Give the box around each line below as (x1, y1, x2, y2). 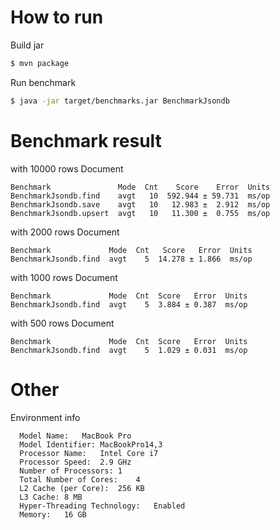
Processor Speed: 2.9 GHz (19, 457, 132, 467)
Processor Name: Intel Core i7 (19, 448, 159, 458)
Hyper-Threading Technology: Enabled (19, 501, 186, 511)
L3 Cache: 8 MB (19, 492, 83, 502)
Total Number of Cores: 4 (19, 474, 141, 485)
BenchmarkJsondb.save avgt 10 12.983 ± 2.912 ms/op (10, 199, 271, 210)
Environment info (10, 411, 81, 423)
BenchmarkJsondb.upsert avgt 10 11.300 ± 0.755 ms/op (10, 208, 271, 218)
